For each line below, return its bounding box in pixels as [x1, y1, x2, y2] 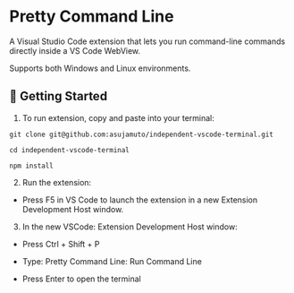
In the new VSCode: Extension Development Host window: [21, 221, 239, 232]
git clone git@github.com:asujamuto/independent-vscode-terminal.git [9, 130, 274, 139]
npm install [9, 161, 54, 170]
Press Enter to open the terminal [21, 273, 141, 284]
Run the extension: [21, 177, 92, 187]
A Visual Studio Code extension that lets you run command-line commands [9, 36, 286, 47]
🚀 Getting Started [9, 89, 108, 104]
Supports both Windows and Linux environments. [9, 63, 191, 73]
